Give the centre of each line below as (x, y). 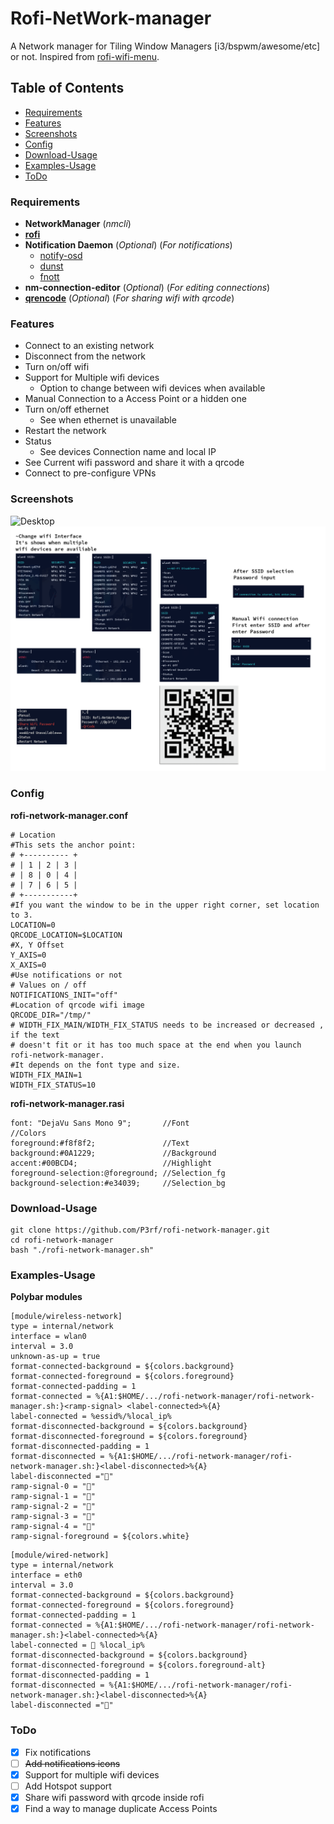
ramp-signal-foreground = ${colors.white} (100, 1537)
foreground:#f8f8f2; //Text (100, 1143)
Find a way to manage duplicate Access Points (121, 1808)
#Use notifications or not (66, 975)
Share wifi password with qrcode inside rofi (114, 1797)
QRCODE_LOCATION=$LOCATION (66, 935)
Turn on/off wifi (57, 367)
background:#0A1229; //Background (113, 1153)
